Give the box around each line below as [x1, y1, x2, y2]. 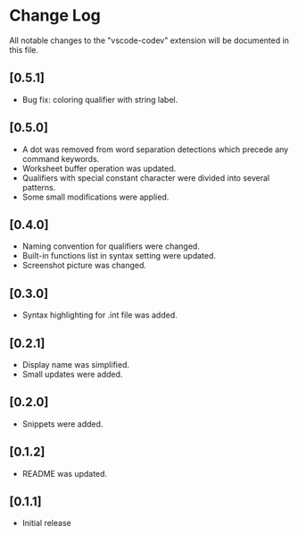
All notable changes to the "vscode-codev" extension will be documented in [9, 35, 290, 46]
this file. [9, 44, 38, 55]
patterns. [21, 182, 56, 192]
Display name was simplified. [21, 360, 129, 369]
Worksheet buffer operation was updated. [21, 163, 177, 174]
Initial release [21, 518, 71, 529]
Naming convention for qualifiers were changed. [21, 241, 201, 251]
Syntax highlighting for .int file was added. [21, 310, 178, 320]
